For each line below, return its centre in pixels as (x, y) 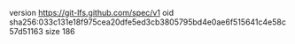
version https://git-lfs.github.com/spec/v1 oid (92, 13)
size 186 (60, 31)
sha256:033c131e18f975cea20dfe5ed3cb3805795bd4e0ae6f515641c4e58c (147, 22)
